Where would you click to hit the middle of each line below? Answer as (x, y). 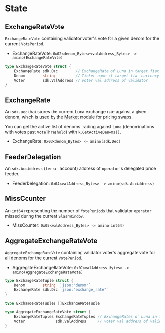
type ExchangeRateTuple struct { (39, 280)
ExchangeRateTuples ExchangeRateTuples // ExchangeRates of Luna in (85, 317)
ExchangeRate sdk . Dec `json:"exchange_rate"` (61, 290)
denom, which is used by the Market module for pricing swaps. (69, 117)
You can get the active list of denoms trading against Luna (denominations (80, 127)
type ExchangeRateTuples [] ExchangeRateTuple (52, 303)
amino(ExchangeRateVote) (38, 58)
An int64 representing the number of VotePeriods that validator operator (78, 210)
